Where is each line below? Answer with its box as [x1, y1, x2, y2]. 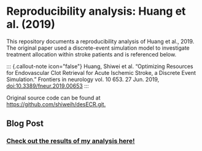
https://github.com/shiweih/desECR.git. [6, 100, 106, 108]
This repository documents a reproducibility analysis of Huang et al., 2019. [6, 37, 195, 45]
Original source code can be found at [6, 94, 101, 101]
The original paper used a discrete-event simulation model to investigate [6, 44, 190, 52]
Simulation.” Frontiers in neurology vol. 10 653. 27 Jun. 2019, [6, 75, 160, 83]
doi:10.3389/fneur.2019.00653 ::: [6, 82, 89, 90]
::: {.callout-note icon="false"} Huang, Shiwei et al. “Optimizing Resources [6, 63, 193, 70]
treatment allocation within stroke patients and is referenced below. [6, 50, 177, 58]
